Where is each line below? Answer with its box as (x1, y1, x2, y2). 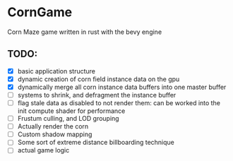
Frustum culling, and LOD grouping (17, 114, 119, 123)
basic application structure (17, 66, 95, 75)
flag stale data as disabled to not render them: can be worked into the (17, 99, 221, 107)
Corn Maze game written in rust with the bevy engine (7, 28, 162, 36)
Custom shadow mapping (17, 130, 92, 138)
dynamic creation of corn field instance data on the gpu (17, 75, 180, 83)
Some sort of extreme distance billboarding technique (17, 138, 175, 147)
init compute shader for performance (17, 107, 126, 115)
